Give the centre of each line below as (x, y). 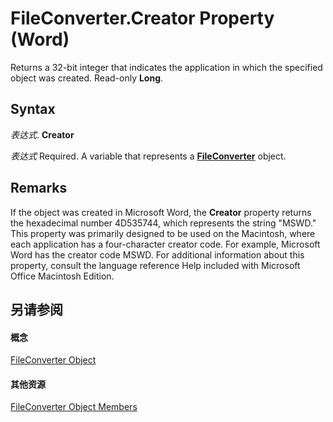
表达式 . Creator (42, 134)
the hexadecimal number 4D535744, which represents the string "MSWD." (163, 223)
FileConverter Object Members (74, 407)
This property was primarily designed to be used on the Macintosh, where (163, 233)
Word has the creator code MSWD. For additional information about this (157, 254)
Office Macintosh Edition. (62, 276)
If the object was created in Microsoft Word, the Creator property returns (161, 212)
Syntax (33, 109)
